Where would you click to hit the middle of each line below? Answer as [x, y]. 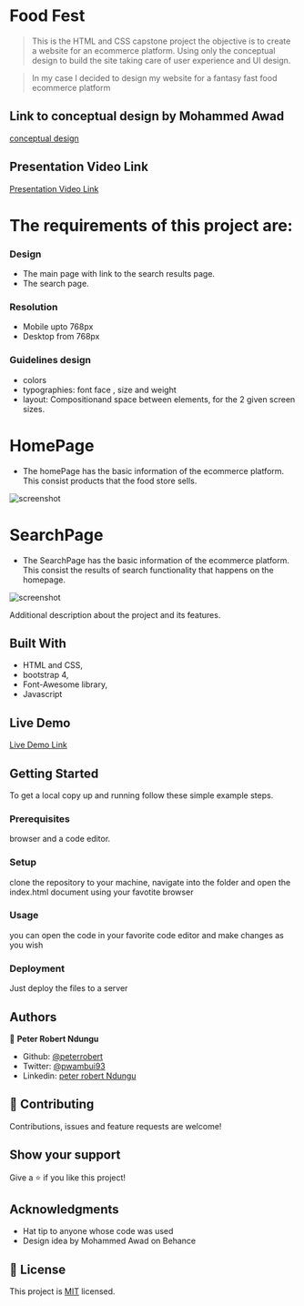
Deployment [37, 968]
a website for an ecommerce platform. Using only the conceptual [153, 50]
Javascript [42, 694]
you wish [26, 945]
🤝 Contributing [52, 1104]
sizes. [34, 409]
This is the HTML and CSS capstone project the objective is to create [161, 41]
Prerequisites [40, 818]
